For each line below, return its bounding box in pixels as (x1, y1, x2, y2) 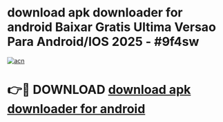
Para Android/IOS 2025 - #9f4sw (7, 34, 200, 49)
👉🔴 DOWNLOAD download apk (7, 82, 191, 97)
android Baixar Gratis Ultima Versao (7, 19, 216, 35)
